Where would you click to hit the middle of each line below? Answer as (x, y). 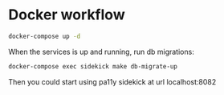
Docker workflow (67, 15)
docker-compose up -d (45, 36)
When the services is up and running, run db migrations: (101, 52)
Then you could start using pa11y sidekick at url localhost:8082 (112, 81)
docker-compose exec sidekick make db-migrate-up (93, 66)
